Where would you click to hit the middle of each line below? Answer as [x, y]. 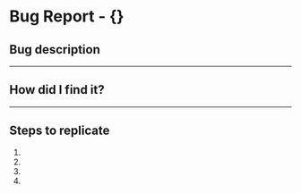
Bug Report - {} [67, 17]
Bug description [55, 50]
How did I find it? [57, 90]
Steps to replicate [60, 131]
